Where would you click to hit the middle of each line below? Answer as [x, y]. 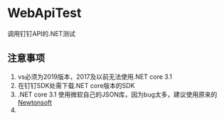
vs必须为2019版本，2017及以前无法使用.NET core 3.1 [95, 77]
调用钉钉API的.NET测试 [42, 33]
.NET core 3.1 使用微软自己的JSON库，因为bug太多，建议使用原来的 [117, 94]
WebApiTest [44, 13]
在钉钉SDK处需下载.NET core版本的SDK [76, 85]
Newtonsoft [34, 102]
